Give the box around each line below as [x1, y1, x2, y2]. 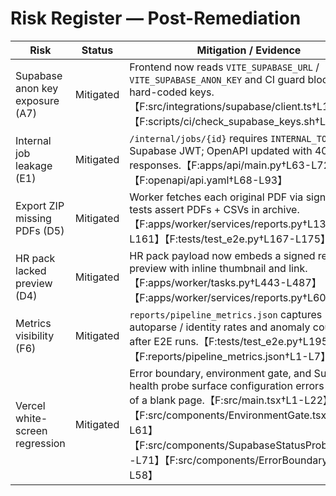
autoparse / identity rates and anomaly [129, 320, 311, 334]
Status [81, 43, 114, 57]
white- [15, 411, 48, 425]
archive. [262, 202, 300, 216]
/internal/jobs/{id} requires [129, 131, 268, 145]
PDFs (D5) [15, 223, 65, 237]
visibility [15, 328, 55, 342]
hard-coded [129, 85, 188, 99]
